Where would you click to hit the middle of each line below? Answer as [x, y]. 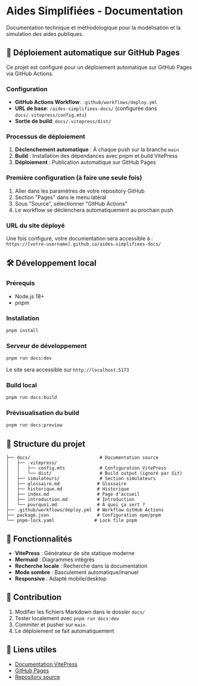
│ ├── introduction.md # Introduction [70, 500]
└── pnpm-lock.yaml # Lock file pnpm [72, 521]
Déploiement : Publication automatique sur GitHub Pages [85, 162]
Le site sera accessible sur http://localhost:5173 [68, 370]
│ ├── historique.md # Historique [68, 489]
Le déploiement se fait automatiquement [64, 631]
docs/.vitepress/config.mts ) [51, 115]
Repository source [37, 676]
